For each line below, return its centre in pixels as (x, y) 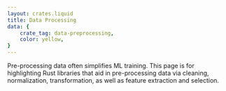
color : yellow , (42, 40)
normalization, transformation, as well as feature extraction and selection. (113, 80)
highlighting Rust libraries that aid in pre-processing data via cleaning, (108, 73)
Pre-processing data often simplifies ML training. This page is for (101, 66)
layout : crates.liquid (40, 14)
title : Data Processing (42, 20)
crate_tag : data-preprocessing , (67, 33)
